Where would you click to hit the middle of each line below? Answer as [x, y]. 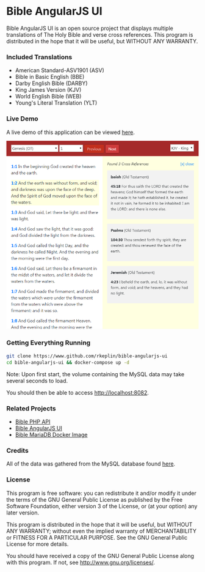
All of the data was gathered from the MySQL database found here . [91, 464]
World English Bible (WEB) [48, 97]
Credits [17, 451]
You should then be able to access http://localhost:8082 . [78, 392]
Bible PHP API [33, 422]
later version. [23, 513]
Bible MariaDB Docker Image [51, 435]
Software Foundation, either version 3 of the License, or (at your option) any [102, 506]
